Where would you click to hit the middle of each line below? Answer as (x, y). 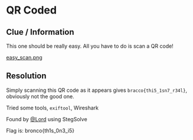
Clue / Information (40, 32)
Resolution (26, 76)
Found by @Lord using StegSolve (47, 119)
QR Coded (32, 10)
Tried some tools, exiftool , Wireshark (53, 108)
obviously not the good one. (40, 96)
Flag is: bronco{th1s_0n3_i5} (40, 131)
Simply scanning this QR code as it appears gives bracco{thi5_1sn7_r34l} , (97, 90)
